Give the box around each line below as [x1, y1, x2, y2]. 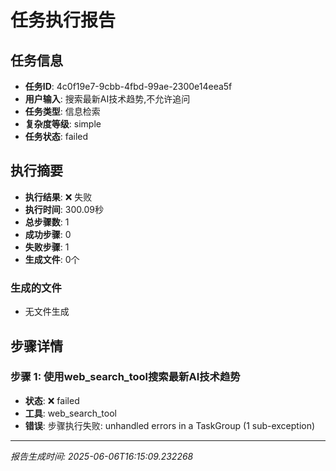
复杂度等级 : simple [24, 118, 102, 130]
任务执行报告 [10, 9, 117, 32]
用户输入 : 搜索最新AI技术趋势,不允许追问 [24, 93, 191, 105]
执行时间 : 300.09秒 [24, 203, 104, 215]
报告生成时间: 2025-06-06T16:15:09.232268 [10, 450, 194, 462]
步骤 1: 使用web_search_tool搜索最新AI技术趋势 [10, 370, 241, 384]
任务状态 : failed [24, 131, 89, 142]
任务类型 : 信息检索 [24, 106, 101, 117]
